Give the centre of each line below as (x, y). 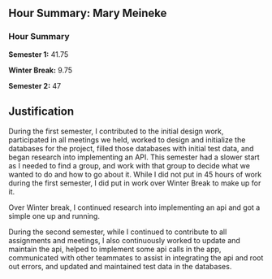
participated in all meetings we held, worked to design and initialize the (127, 139)
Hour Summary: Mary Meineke (88, 13)
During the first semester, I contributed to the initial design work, (116, 131)
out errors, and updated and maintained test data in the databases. (120, 266)
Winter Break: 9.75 (41, 70)
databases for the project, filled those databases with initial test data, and (131, 148)
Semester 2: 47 (35, 85)
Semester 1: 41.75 (39, 54)
